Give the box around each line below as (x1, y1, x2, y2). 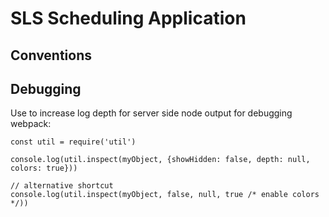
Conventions (10, 47, 93, 64)
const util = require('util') (10, 137, 137, 147)
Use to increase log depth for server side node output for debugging (10, 107, 293, 119)
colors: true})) (10, 163, 78, 174)
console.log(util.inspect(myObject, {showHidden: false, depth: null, (10, 155, 311, 165)
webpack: (10, 118, 52, 130)
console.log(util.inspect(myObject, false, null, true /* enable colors (10, 190, 320, 200)
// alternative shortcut (10, 181, 114, 191)
